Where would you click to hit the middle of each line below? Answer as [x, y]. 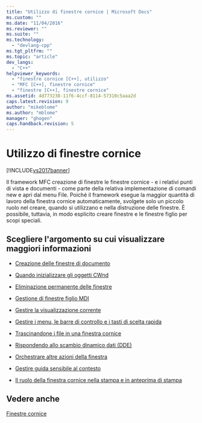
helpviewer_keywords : [33, 74]
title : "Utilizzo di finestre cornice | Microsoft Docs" [79, 12]
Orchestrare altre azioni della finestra [61, 357]
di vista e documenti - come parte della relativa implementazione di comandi [101, 189]
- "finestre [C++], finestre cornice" [61, 90]
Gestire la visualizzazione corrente [58, 310]
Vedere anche [33, 399]
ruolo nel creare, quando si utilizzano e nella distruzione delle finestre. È [96, 208]
